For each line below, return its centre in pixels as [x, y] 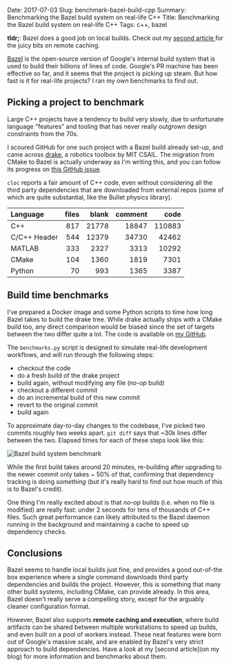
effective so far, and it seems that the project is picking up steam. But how [112, 73]
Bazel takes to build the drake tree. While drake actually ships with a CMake [115, 319]
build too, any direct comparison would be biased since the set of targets [111, 327]
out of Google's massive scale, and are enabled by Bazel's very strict [105, 642]
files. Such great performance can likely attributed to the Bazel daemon [109, 516]
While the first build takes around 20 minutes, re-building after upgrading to [114, 467]
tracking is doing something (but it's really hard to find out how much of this [115, 481]
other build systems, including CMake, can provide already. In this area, [109, 592]
